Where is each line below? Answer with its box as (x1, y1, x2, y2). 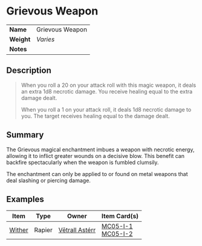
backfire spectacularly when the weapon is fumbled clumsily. (6, 159, 159, 166)
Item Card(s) (101, 212, 139, 221)
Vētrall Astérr (58, 226, 96, 235)
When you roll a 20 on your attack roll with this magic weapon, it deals (21, 81, 197, 89)
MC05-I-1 (101, 222, 133, 230)
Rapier (34, 226, 53, 235)
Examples (6, 194, 44, 204)
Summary (6, 130, 44, 140)
